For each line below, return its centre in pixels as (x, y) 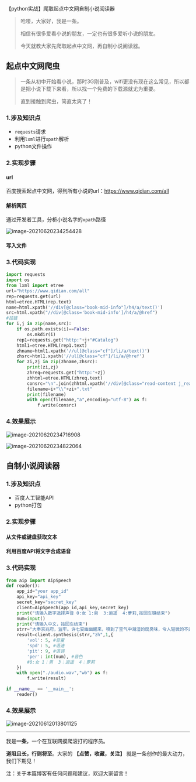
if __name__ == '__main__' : (40, 689)
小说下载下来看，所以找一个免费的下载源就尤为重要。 (94, 88)
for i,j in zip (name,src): (39, 324)
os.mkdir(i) (42, 334)
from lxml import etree (35, 286)
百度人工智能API (34, 498)
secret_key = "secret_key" (47, 602)
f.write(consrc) (57, 405)
